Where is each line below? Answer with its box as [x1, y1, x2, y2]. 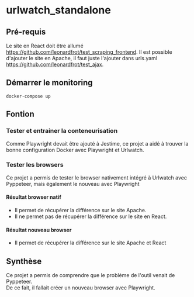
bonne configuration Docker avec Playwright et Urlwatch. [6, 146, 144, 153]
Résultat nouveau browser [6, 226, 72, 233]
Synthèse [6, 256, 42, 266]
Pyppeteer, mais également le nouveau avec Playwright [6, 180, 140, 187]
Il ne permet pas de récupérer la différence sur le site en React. [14, 213, 167, 220]
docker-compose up [6, 93, 51, 99]
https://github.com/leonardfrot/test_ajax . [6, 61, 104, 68]
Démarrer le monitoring [6, 78, 93, 88]
